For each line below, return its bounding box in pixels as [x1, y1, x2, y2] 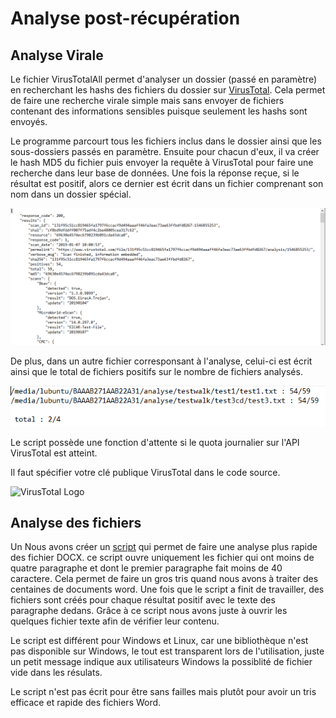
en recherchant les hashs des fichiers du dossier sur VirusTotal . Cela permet [10, 84, 326, 96]
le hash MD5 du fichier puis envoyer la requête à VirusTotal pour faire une [10, 157, 314, 168]
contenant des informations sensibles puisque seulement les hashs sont [10, 105, 308, 117]
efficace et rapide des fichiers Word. [10, 697, 162, 709]
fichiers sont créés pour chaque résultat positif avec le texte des [10, 594, 276, 606]
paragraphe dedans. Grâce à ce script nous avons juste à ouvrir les [10, 605, 288, 617]
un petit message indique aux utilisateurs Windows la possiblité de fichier [10, 656, 313, 668]
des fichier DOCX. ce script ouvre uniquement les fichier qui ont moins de [10, 552, 315, 564]
